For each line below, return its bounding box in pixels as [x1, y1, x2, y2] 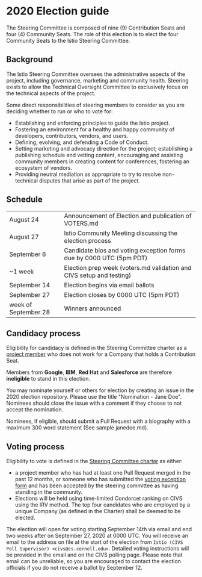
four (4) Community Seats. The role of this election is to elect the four [6, 30, 179, 37]
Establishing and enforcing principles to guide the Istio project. [14, 119, 170, 126]
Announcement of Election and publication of [64, 211, 192, 220]
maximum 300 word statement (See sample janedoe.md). [6, 424, 148, 431]
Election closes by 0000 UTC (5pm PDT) [64, 290, 180, 299]
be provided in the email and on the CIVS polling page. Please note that [6, 551, 183, 558]
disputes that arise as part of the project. [38, 176, 140, 184]
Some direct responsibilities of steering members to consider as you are [6, 101, 185, 108]
